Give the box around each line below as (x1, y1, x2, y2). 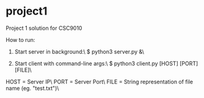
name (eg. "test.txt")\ (5, 84, 59, 92)
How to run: (5, 36, 35, 43)
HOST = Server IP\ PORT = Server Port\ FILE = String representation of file (5, 78, 194, 85)
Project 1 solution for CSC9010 (5, 24, 82, 32)
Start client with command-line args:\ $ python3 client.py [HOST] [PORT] (14, 60, 199, 67)
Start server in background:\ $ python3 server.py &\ (14, 47, 145, 55)
